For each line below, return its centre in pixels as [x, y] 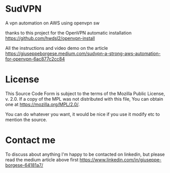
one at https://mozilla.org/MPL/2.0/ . [43, 104]
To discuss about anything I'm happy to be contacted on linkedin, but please [85, 154]
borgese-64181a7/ [24, 165]
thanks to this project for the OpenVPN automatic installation [69, 33]
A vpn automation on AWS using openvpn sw [53, 23]
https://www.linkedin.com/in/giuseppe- [121, 160]
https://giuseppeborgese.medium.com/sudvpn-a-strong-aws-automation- [83, 53]
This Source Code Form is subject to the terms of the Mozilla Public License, [85, 93]
